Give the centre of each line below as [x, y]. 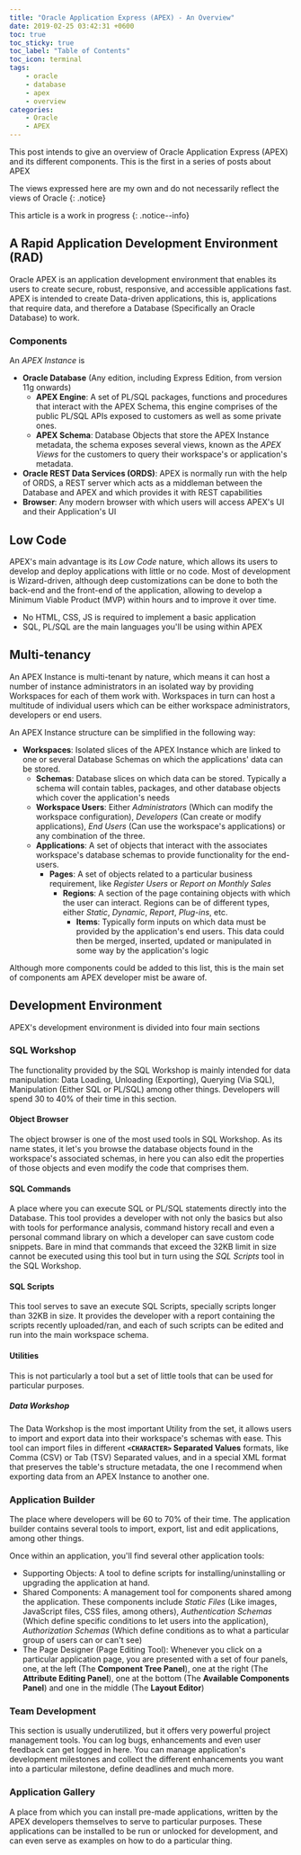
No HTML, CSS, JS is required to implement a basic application [139, 617]
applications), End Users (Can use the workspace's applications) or [160, 826]
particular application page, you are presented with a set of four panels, [155, 1659]
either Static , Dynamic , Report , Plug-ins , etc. [145, 912]
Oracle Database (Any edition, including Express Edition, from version [152, 378]
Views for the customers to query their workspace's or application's [161, 454]
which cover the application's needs [103, 798]
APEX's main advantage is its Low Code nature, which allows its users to [144, 561]
